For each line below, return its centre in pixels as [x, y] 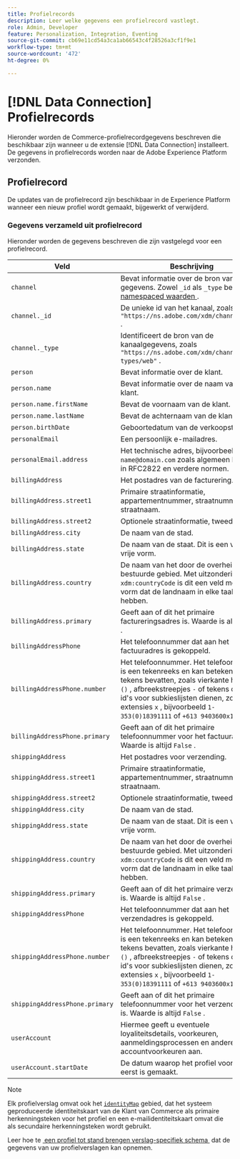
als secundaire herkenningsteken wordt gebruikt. [80, 1126]
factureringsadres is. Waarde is [172, 621]
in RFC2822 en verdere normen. [175, 468]
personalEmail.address [49, 459]
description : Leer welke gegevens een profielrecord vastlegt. [104, 21]
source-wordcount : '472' [44, 54]
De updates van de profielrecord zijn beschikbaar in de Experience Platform [119, 199]
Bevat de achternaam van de [169, 416]
